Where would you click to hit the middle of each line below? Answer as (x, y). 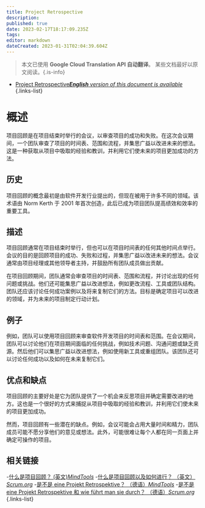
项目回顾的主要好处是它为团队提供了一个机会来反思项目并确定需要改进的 (97, 396)
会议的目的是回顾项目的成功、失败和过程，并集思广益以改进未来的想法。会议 (103, 255)
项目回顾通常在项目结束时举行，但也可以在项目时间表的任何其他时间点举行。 (103, 248)
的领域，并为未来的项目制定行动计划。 (54, 299)
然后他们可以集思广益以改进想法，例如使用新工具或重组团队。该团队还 (105, 351)
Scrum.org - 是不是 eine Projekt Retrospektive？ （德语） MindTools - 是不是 (100, 484)
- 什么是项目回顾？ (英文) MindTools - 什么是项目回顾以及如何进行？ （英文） (101, 476)
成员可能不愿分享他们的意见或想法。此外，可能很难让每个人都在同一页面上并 (103, 432)
